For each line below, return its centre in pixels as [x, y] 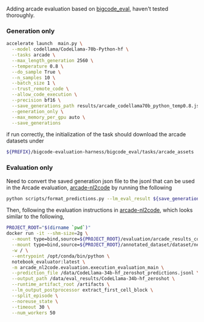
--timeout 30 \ [31, 307]
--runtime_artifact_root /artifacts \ [61, 285]
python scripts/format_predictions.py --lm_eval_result [78, 198]
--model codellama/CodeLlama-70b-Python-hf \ [70, 49]
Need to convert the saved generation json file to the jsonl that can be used [101, 181]
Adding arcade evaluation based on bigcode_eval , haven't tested [87, 9]
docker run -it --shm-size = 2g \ [47, 234]
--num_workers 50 [34, 313]
